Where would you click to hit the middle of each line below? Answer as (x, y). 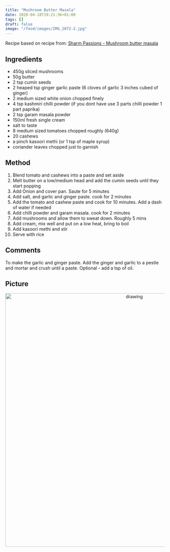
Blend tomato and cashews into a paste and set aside (68, 175)
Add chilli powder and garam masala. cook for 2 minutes (71, 213)
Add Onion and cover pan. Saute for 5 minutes (61, 191)
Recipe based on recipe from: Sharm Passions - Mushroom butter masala (82, 43)
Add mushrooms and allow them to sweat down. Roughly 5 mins (79, 218)
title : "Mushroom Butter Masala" (40, 10)
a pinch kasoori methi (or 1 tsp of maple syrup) (61, 141)
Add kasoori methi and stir (40, 229)
